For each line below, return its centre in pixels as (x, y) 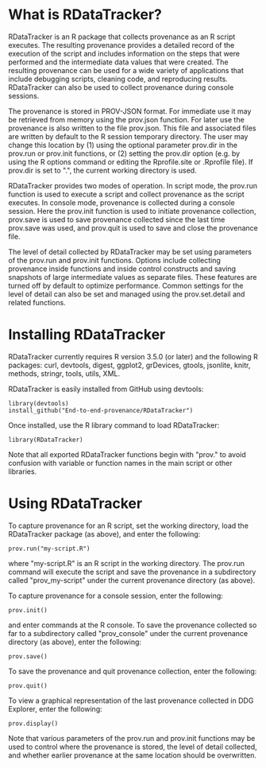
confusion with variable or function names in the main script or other (120, 463)
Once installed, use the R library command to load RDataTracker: (114, 425)
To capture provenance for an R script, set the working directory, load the (128, 526)
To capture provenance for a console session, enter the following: (116, 595)
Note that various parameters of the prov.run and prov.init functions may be (132, 738)
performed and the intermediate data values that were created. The (118, 62)
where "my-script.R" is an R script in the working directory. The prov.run (126, 563)
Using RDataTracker (75, 504)
